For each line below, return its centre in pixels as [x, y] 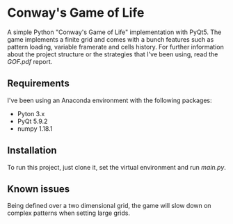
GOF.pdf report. [30, 61]
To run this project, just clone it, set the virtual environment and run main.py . [116, 167]
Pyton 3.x [31, 113]
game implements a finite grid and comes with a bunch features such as [111, 39]
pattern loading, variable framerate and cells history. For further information [115, 47]
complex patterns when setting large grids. [69, 213]
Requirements [38, 84]
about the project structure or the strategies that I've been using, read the [113, 54]
